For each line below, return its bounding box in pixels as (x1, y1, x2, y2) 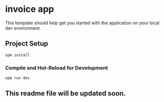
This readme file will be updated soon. (5, 89, 126, 98)
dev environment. (5, 25, 41, 31)
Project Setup (5, 40, 49, 48)
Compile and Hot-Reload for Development (5, 64, 108, 71)
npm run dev (5, 75, 30, 80)
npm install (5, 52, 30, 57)
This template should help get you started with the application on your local (5, 20, 160, 26)
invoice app (5, 3, 54, 15)
